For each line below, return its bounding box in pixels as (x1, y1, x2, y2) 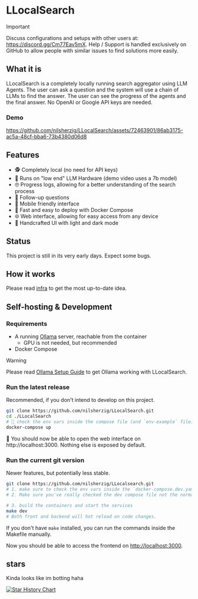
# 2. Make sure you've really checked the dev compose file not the (6, 492, 178, 498)
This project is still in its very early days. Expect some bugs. (6, 252, 151, 259)
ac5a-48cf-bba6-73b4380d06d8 (6, 133, 87, 140)
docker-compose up (6, 424, 51, 431)
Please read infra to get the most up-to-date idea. (6, 284, 127, 292)
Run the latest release (6, 383, 70, 391)
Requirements (6, 319, 48, 328)
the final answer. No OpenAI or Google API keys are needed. (6, 99, 153, 106)
